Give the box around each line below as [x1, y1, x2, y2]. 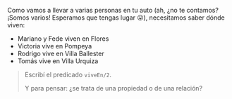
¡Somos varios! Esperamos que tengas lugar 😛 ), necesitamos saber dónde [7, 13, 225, 22]
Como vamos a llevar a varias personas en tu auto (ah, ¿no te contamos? [7, 6, 219, 14]
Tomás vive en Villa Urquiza [17, 57, 99, 65]
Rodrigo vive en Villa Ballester [17, 49, 104, 58]
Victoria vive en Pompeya [17, 42, 92, 50]
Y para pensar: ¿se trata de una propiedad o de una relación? [24, 84, 203, 92]
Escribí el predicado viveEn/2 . [24, 70, 111, 79]
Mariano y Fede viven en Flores [17, 34, 109, 43]
